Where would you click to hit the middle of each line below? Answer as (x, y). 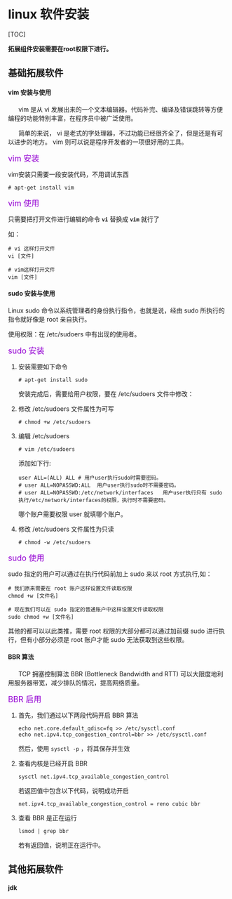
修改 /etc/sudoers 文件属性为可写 (66, 409)
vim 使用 (24, 203)
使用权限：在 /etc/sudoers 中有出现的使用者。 (74, 334)
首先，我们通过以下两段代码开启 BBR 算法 (78, 715)
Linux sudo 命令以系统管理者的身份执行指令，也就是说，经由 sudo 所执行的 (116, 310)
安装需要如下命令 (43, 367)
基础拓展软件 (36, 73)
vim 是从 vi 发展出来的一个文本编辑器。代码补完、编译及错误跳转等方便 (121, 109)
